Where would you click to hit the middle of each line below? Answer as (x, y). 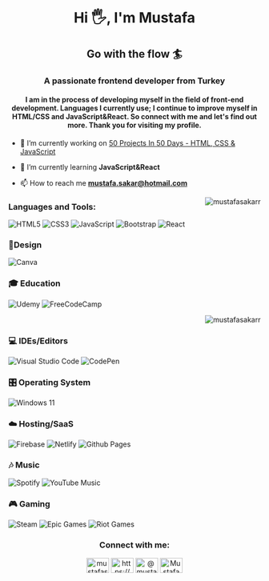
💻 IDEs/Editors (38, 341)
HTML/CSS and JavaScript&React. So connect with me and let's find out (134, 117)
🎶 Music (24, 465)
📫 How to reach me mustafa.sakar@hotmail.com (104, 182)
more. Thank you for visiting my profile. (134, 125)
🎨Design (25, 245)
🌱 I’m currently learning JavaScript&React (90, 166)
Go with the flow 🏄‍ (134, 54)
